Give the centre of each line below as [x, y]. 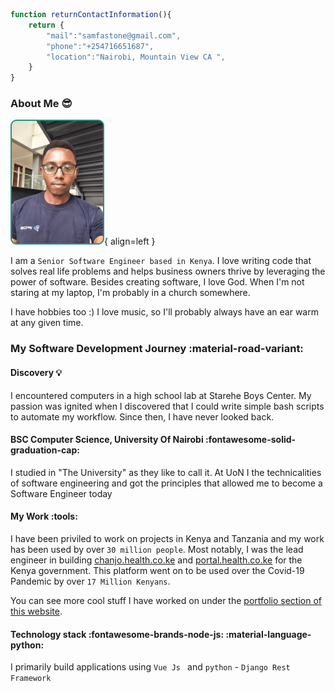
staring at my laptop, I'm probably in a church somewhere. [130, 293]
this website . [36, 611]
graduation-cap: [45, 450]
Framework [31, 679]
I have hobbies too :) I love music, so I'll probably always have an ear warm [164, 312]
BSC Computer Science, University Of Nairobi [107, 440]
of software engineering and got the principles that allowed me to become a [166, 483]
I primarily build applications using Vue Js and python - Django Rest [150, 667]
